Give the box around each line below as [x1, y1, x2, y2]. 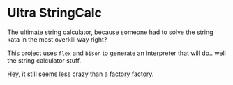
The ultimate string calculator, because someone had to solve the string [7, 28, 214, 36]
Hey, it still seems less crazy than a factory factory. [7, 70, 154, 78]
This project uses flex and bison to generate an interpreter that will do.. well [7, 49, 227, 57]
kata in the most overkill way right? [7, 35, 107, 43]
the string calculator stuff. [7, 56, 82, 64]
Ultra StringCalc [7, 5, 103, 21]
